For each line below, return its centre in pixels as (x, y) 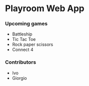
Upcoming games (26, 24)
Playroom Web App (45, 9)
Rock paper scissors (33, 45)
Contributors (21, 62)
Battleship (22, 34)
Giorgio (19, 78)
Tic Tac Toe (24, 39)
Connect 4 (23, 50)
